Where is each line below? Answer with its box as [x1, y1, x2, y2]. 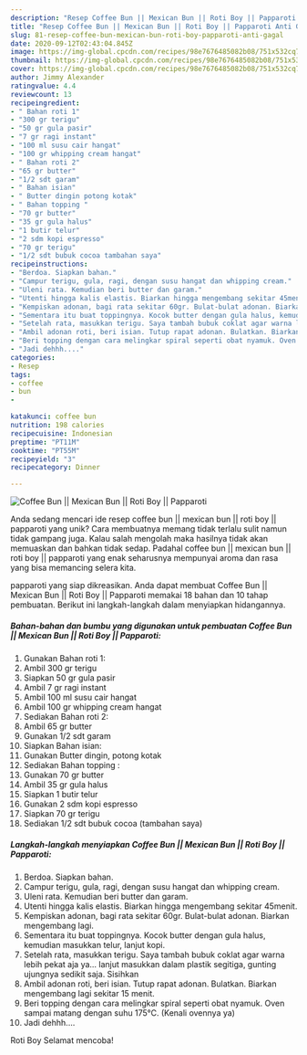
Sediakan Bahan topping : [23, 760, 121, 771]
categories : [10, 353, 56, 362]
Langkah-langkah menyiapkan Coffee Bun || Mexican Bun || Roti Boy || [10, 839, 285, 849]
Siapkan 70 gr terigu [23, 808, 100, 819]
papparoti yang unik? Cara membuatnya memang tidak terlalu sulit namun [10, 523, 288, 534]
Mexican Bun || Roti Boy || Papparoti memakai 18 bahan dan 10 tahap [10, 590, 269, 601]
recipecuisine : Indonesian [10, 428, 113, 438]
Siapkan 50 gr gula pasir [23, 672, 116, 683]
